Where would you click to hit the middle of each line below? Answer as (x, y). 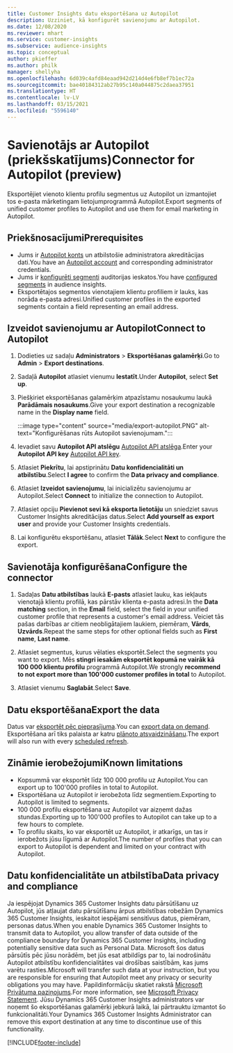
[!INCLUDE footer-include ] (44, 1042)
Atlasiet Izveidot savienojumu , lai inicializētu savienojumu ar (104, 488)
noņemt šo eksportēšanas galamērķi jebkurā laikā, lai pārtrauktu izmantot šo (116, 1006)
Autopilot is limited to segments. (63, 802)
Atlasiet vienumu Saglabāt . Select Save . (74, 688)
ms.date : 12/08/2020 (37, 26)
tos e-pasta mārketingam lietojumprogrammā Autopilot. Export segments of (115, 201)
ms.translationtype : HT (42, 91)
